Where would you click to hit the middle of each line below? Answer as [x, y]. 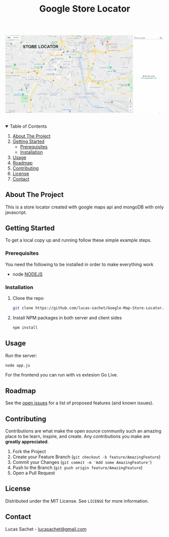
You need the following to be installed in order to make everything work [79, 264]
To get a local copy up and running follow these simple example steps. [78, 240]
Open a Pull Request [34, 473]
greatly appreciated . [27, 442]
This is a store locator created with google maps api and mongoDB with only [84, 207]
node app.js [18, 365]
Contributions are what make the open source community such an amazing [83, 431]
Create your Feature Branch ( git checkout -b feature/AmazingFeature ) [87, 457]
